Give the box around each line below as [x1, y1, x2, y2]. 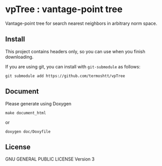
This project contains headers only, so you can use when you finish [5, 48, 145, 54]
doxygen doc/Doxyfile [5, 129, 51, 134]
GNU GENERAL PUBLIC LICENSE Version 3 [5, 156, 95, 162]
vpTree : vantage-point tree [5, 4, 123, 15]
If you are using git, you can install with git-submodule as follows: [5, 63, 140, 69]
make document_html [5, 110, 46, 115]
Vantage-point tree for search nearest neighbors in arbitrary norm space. [5, 20, 157, 26]
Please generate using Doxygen [5, 100, 72, 107]
